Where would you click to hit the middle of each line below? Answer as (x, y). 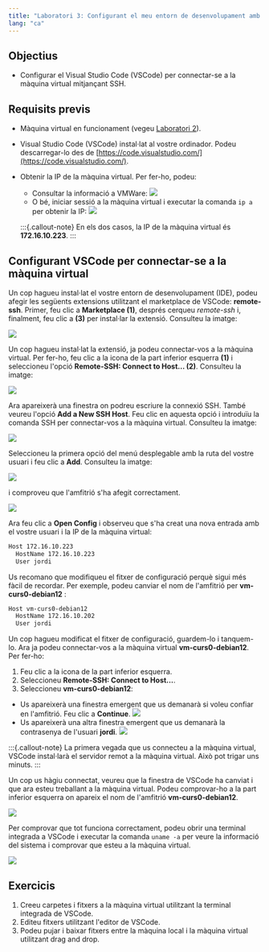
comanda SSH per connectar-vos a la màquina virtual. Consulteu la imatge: (132, 422)
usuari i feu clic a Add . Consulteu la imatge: (80, 462)
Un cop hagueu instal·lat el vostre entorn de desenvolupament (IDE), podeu (133, 293)
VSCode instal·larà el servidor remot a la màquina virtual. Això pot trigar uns (134, 756)
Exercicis (32, 886)
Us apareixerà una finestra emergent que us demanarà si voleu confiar (137, 704)
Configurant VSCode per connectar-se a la (118, 261)
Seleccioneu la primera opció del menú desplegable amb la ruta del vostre (131, 453)
